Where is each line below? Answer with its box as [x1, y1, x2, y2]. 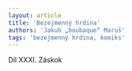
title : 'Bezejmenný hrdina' [8, 19, 101, 27]
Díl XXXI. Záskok [8, 55, 62, 65]
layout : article [8, 11, 62, 20]
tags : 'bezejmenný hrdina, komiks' [8, 33, 126, 42]
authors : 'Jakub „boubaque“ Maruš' [8, 26, 126, 34]
